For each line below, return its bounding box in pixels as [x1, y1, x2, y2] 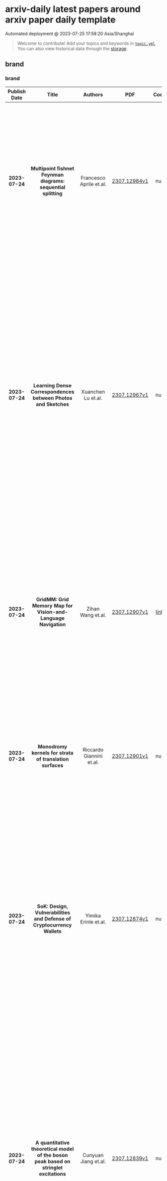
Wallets [43, 928, 62, 935]
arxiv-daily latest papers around [5, 3, 141, 15]
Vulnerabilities [34, 909, 71, 916]
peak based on [34, 1158, 71, 1165]
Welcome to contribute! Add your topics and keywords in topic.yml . [17, 40, 157, 46]
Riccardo [83, 746, 104, 753]
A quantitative [35, 1139, 70, 1146]
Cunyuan [83, 1152, 104, 1159]
